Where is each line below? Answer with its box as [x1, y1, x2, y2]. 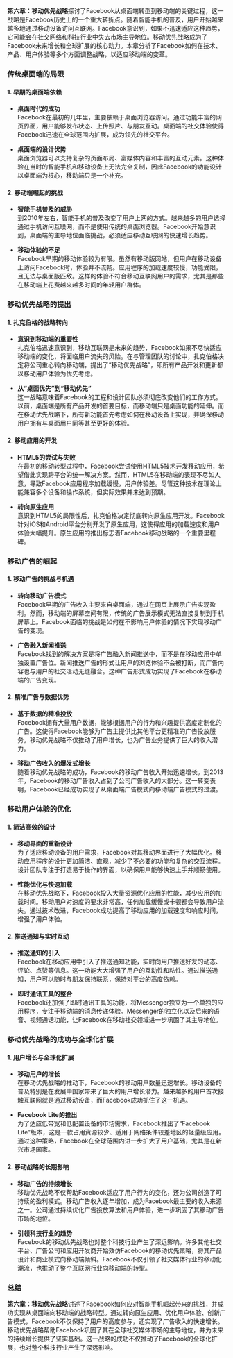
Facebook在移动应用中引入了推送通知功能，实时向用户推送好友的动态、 [17, 957, 222, 966]
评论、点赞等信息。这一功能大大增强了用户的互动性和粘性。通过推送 [17, 966, 212, 975]
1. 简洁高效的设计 [7, 823, 56, 831]
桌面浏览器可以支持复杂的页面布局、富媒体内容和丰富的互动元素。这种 [17, 154, 218, 162]
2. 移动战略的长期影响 [7, 1163, 69, 1171]
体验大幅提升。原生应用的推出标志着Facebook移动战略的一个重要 [17, 528, 204, 537]
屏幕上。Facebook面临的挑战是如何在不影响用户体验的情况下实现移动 [17, 617, 216, 626]
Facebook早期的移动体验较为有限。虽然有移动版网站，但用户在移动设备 [17, 255, 222, 263]
